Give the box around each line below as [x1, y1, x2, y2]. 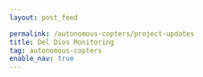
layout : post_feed [9, 13, 78, 22]
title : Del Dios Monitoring [9, 38, 115, 47]
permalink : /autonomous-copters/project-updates [9, 29, 195, 38]
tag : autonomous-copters [9, 46, 102, 55]
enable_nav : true [9, 55, 75, 64]
